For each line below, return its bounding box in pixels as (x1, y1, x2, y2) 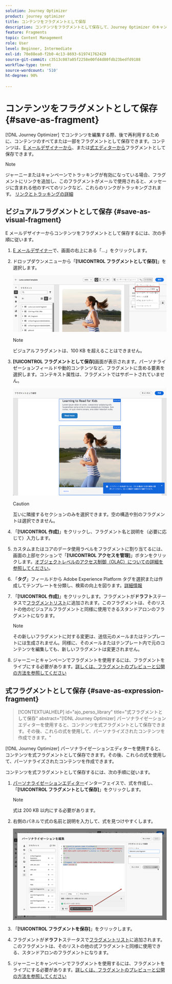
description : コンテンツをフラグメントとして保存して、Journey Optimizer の (5, 25, 156, 30)
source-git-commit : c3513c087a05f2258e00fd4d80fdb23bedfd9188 (5, 57, 141, 62)
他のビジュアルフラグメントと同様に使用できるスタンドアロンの (21, 606, 156, 612)
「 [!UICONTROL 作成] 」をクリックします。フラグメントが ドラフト (12, 593, 153, 600)
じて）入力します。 (12, 535, 53, 541)
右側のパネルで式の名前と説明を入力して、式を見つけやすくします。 (12, 818, 156, 824)
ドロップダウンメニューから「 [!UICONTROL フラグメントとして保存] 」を (12, 258, 166, 264)
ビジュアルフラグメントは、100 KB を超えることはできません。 (12, 347, 145, 354)
